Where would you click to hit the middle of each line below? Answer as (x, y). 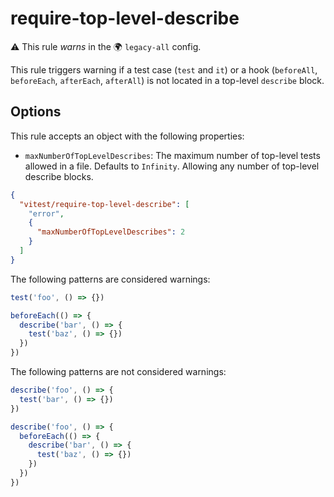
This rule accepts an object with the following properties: (127, 136)
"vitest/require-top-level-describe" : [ (104, 204)
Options (36, 112)
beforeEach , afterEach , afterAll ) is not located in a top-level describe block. (167, 80)
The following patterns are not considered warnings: (118, 371)
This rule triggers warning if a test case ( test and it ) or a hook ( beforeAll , (164, 69)
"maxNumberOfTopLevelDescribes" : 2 (111, 232)
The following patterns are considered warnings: (110, 279)
